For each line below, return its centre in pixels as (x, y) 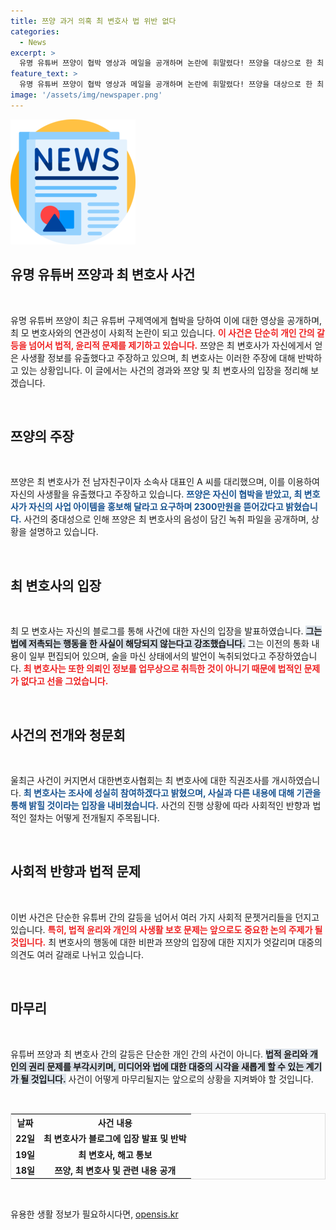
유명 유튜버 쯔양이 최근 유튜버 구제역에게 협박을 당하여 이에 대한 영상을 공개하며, (166, 320)
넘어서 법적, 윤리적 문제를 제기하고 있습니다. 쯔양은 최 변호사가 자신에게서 (170, 345)
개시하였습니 (296, 780)
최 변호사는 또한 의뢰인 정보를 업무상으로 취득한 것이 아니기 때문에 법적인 (163, 669)
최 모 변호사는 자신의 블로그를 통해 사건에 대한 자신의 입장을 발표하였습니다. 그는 (166, 631)
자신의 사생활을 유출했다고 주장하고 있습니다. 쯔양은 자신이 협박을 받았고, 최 (156, 494)
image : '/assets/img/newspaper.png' (86, 95)
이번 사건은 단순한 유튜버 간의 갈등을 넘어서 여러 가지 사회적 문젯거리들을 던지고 (165, 917)
